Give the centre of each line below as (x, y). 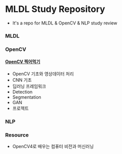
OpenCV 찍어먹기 (23, 62)
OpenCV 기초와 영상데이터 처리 (43, 74)
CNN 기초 (22, 80)
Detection (22, 92)
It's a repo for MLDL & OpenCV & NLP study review (65, 23)
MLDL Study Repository (55, 9)
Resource (17, 135)
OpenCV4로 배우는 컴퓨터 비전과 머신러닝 (53, 147)
